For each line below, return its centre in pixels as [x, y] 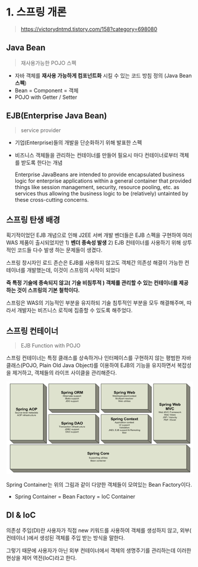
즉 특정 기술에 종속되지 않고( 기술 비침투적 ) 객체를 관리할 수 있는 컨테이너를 [92, 283]
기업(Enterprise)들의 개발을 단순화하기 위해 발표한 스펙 [78, 142]
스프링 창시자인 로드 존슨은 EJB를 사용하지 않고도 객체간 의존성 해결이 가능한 [95, 263]
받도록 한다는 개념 [42, 162]
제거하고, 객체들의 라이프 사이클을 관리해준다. [65, 373]
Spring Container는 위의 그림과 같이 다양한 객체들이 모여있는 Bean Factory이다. [99, 484]
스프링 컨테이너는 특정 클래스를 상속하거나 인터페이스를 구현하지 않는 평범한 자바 [99, 358]
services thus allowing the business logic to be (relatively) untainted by [101, 193]
